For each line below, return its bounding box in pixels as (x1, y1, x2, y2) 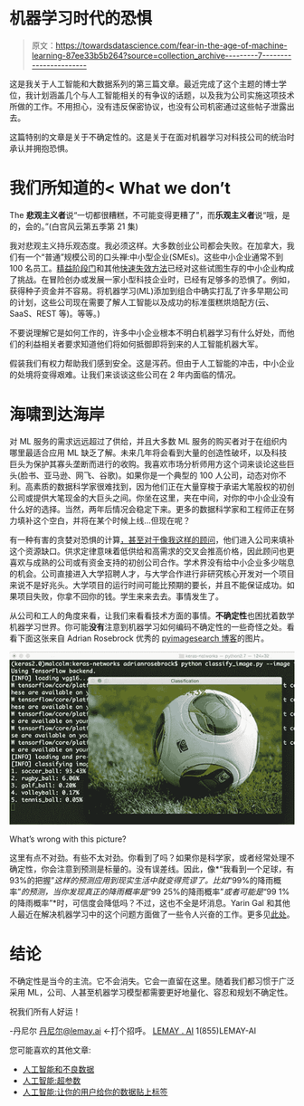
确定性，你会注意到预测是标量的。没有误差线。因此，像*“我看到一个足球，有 (9, 863, 295, 874)
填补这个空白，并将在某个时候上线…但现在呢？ (16, 515, 192, 526)
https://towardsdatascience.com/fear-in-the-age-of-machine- (55, 40, 288, 51)
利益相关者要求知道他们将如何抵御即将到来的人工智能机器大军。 (24, 338, 263, 349)
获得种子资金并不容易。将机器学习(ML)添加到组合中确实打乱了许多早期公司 (9, 285, 289, 296)
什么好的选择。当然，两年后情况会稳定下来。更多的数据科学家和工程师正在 (9, 503, 287, 514)
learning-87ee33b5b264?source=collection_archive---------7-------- (31, 50, 292, 61)
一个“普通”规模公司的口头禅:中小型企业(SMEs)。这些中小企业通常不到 (24, 251, 284, 262)
